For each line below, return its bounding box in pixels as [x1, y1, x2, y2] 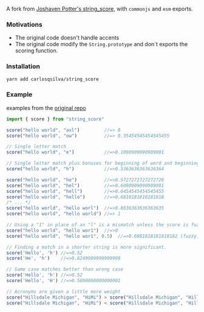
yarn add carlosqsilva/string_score [6, 76, 99, 82]
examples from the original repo [6, 104, 86, 111]
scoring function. [15, 47, 58, 54]
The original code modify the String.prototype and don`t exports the [15, 41, 188, 48]
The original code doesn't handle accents [15, 34, 120, 41]
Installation [6, 62, 41, 71]
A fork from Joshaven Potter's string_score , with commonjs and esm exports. [6, 5, 193, 12]
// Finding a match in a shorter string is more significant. [6, 244, 167, 250]
